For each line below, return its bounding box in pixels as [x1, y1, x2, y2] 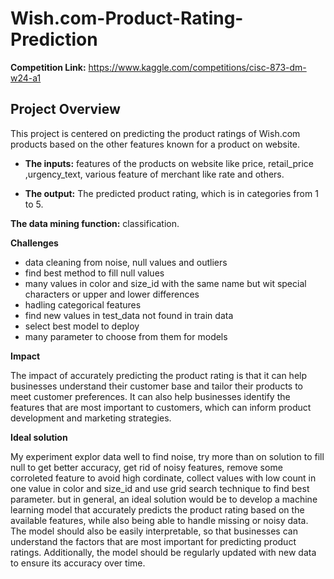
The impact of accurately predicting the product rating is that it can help [10, 369, 308, 381]
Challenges [10, 237, 59, 249]
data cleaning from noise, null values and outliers [24, 256, 228, 268]
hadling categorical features [24, 298, 142, 311]
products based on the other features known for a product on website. [10, 138, 301, 150]
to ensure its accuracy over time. [10, 557, 146, 569]
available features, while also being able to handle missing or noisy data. [10, 514, 309, 526]
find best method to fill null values [24, 267, 165, 279]
